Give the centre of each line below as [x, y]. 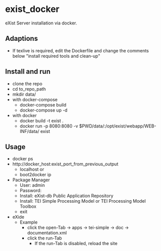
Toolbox [28, 206]
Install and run [28, 71]
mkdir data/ [24, 94]
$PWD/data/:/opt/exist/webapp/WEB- [118, 126]
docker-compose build [43, 105]
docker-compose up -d [44, 110]
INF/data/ [30, 131]
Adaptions [22, 39]
